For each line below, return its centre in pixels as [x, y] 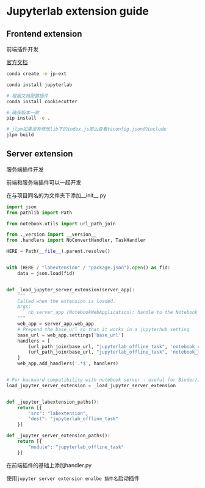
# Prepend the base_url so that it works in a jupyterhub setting [103, 329]
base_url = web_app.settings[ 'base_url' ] [70, 335]
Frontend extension [44, 34]
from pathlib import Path [39, 213]
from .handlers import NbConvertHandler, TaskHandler [76, 240]
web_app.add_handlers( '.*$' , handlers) [68, 364]
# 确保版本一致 [23, 112]
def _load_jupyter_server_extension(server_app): [71, 290]
